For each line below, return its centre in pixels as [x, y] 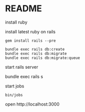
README [24, 9]
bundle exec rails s [24, 76]
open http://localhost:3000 [32, 104]
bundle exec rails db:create [35, 49]
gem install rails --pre [30, 41]
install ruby [16, 22]
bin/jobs [14, 95]
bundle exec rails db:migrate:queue [42, 58]
